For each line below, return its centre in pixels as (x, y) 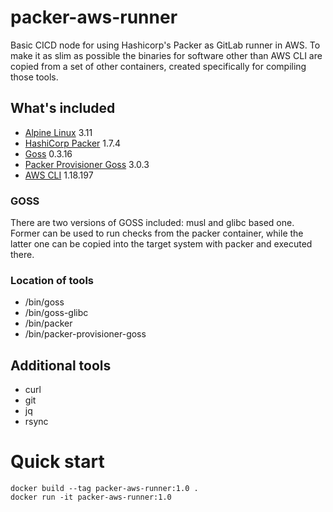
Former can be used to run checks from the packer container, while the (157, 233)
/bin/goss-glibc (56, 313)
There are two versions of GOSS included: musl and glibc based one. (152, 223)
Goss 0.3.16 (48, 153)
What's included (63, 108)
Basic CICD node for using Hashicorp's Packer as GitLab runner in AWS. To (165, 45)
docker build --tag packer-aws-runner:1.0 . (104, 489)
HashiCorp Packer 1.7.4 (73, 143)
